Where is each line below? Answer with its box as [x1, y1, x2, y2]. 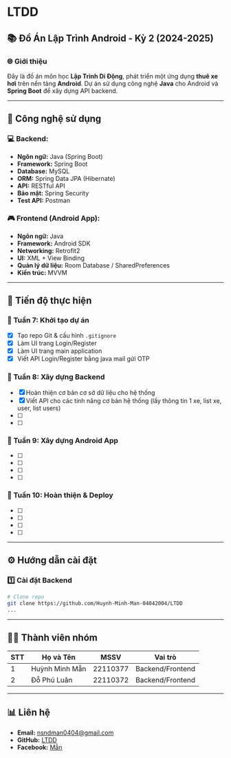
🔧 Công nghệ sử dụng [7, 113, 102, 124]
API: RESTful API [16, 182, 65, 190]
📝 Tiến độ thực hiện [7, 295, 92, 307]
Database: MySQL [16, 166, 70, 175]
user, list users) [16, 404, 61, 413]
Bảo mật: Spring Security [16, 188, 89, 197]
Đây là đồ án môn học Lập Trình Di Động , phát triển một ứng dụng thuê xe [7, 72, 219, 80]
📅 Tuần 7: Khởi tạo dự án [7, 316, 89, 325]
